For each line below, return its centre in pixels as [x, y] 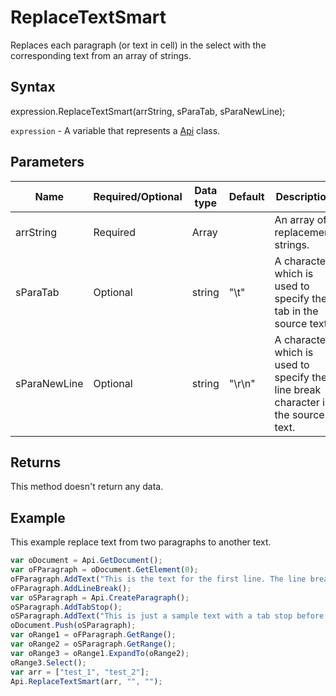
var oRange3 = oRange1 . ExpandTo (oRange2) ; [100, 653]
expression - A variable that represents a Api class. [115, 130]
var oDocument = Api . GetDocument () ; [86, 561]
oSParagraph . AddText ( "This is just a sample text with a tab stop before [167, 616]
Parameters [47, 162]
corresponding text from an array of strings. [101, 55]
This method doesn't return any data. [87, 487]
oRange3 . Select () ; [48, 662]
